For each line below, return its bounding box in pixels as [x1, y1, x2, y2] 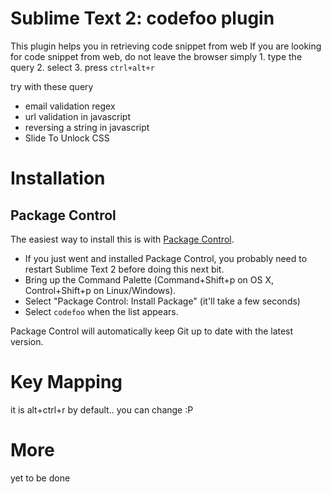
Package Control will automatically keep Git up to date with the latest [10, 325, 294, 337]
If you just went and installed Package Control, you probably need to [24, 252, 308, 264]
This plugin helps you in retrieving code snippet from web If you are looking [10, 40, 322, 52]
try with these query [10, 80, 94, 92]
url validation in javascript [24, 110, 131, 122]
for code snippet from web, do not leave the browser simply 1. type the [10, 50, 303, 62]
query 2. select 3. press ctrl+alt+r [10, 61, 155, 73]
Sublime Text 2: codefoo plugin [10, 7, 275, 30]
